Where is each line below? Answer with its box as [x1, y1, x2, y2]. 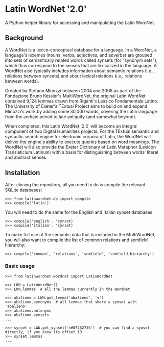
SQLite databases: [5, 187, 43, 193]
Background [5, 34, 43, 42]
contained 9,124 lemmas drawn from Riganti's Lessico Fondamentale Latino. [5, 98, 159, 104]
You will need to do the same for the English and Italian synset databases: [5, 209, 154, 215]
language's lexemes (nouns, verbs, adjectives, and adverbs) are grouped [5, 52, 153, 58]
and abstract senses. [5, 154, 47, 160]
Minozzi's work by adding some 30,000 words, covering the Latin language [5, 108, 158, 114]
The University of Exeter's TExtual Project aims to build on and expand [5, 103, 148, 109]
